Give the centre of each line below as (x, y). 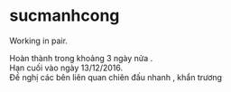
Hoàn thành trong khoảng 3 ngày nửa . (81, 58)
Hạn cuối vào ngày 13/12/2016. (66, 68)
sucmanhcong (65, 16)
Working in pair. (38, 41)
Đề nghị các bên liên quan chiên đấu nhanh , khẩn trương (116, 77)
